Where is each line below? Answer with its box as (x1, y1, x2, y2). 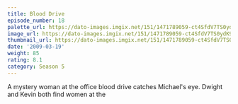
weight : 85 (7, 50, 40, 57)
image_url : (7, 30, 40, 37)
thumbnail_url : (7, 37, 52, 44)
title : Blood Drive (7, 10, 65, 18)
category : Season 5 (7, 63, 65, 70)
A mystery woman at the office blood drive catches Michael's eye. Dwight (7, 82, 223, 91)
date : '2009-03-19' (7, 43, 65, 50)
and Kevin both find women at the (7, 90, 106, 98)
